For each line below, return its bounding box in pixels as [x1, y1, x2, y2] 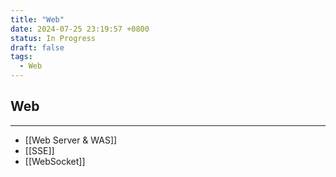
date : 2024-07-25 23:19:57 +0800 [10, 24, 150, 34]
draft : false [10, 42, 65, 53]
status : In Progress [10, 33, 97, 43]
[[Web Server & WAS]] [24, 134, 118, 146]
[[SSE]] [24, 144, 55, 156]
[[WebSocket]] [24, 155, 86, 167]
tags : [10, 52, 33, 62]
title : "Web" [10, 14, 65, 25]
